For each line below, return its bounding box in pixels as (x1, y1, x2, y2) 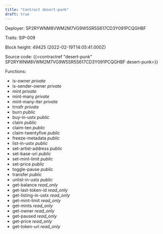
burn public (12, 109, 36, 115)
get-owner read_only (12, 208, 55, 213)
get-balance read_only (12, 182, 58, 187)
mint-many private (12, 94, 50, 99)
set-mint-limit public (12, 156, 53, 162)
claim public (12, 119, 37, 125)
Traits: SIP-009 (5, 35, 36, 41)
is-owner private (12, 78, 46, 84)
